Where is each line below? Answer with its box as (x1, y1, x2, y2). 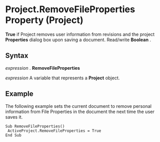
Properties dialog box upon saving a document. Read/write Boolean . (5, 37, 151, 43)
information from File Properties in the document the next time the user (5, 108, 154, 115)
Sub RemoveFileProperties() (5, 124, 65, 129)
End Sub (5, 132, 22, 138)
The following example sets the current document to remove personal (5, 103, 152, 109)
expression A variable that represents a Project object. (5, 75, 120, 81)
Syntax (5, 51, 29, 60)
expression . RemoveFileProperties (5, 65, 81, 71)
